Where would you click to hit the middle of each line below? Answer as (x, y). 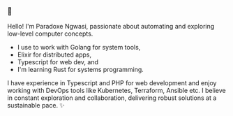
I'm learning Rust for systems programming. (81, 70)
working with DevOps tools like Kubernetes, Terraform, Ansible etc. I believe (116, 91)
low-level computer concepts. (50, 34)
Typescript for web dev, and (58, 62)
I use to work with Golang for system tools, (79, 48)
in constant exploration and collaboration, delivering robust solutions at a (112, 98)
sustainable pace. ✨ (36, 106)
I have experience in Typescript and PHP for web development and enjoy (112, 83)
